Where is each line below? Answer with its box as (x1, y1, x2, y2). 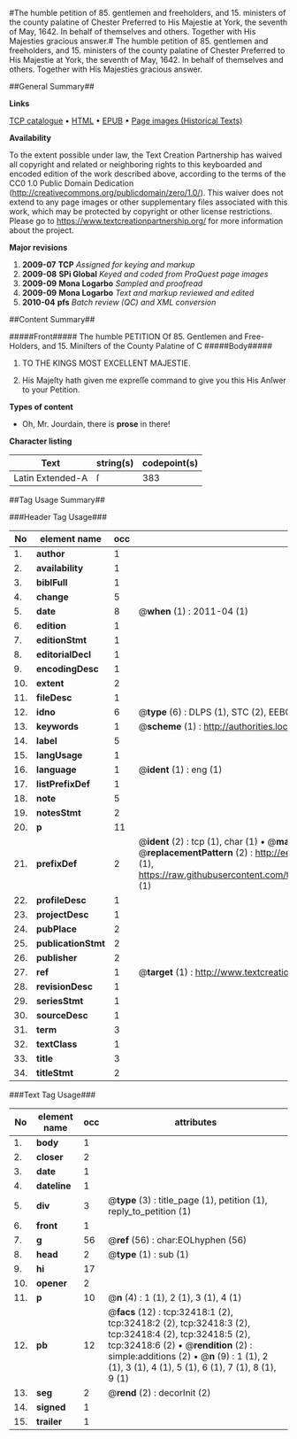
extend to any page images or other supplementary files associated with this (9, 197, 288, 207)
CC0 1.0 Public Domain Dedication (9, 178, 134, 189)
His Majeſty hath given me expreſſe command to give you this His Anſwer (21, 375, 287, 385)
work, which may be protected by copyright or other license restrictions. (9, 206, 272, 216)
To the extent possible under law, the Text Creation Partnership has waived (9, 150, 283, 160)
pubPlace (36, 923, 78, 935)
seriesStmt (36, 995, 84, 1007)
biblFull (36, 576, 68, 588)
